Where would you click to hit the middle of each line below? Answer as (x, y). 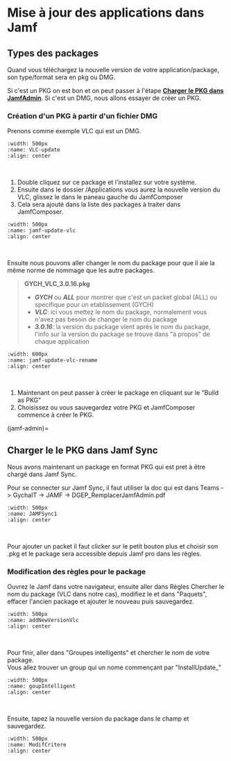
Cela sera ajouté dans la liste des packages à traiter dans (99, 204)
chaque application (62, 342)
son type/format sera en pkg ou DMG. (61, 77)
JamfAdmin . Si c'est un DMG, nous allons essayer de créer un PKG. (104, 98)
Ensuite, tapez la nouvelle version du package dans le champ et (98, 719)
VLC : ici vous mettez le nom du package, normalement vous (120, 312)
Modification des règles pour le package (77, 572)
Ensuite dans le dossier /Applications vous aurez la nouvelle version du (119, 190)
